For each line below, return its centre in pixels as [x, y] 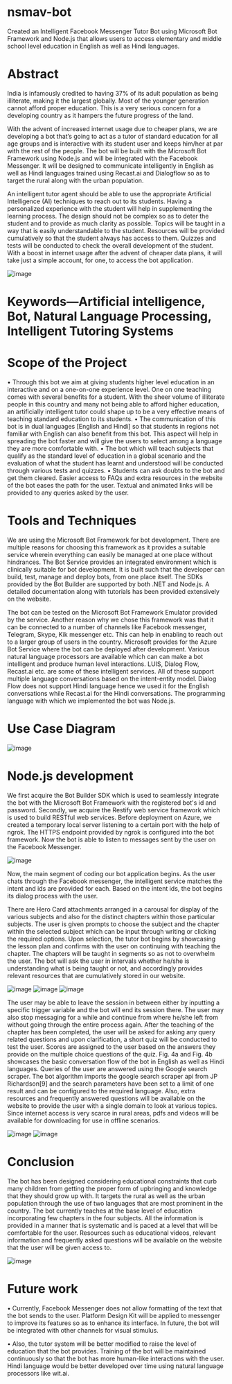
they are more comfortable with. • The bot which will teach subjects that [110, 448]
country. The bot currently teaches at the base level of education [100, 1211]
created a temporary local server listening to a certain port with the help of [114, 825]
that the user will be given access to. [60, 1247]
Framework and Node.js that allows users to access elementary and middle [114, 38]
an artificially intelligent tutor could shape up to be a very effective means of [116, 411]
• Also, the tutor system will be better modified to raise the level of [102, 1344]
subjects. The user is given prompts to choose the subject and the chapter [114, 924]
